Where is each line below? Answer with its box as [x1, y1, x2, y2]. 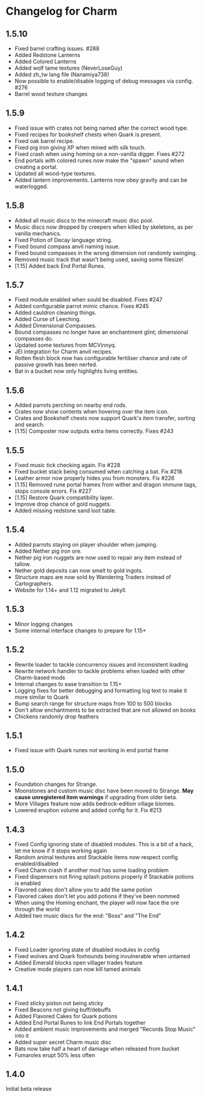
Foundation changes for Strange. [14, 781, 98, 788]
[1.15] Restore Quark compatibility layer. [14, 494, 114, 501]
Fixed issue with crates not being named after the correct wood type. [14, 124, 188, 131]
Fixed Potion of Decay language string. [14, 236, 113, 243]
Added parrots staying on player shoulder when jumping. [14, 541, 158, 548]
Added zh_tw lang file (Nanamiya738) [14, 71, 110, 78]
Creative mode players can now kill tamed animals [14, 965, 141, 973]
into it [14, 1032, 29, 1039]
